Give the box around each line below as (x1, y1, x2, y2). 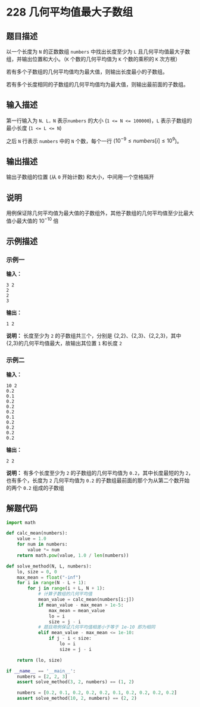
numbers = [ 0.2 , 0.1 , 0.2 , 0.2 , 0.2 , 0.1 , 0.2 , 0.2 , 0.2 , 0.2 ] (17, 690, 177, 696)
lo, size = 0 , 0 (17, 569, 58, 575)
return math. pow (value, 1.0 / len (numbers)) (17, 552, 129, 558)
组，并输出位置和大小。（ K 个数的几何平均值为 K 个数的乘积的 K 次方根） (6, 55, 181, 63)
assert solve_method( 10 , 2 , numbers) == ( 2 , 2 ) (17, 696, 137, 702)
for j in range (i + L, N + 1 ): (27, 585, 105, 591)
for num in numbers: (17, 541, 68, 548)
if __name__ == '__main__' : (6, 668, 76, 674)
